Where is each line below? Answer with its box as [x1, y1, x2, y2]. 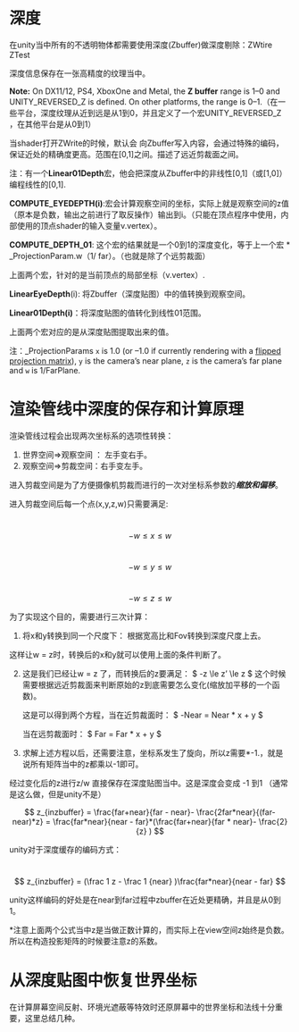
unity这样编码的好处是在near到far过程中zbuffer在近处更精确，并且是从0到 [9, 894, 281, 905]
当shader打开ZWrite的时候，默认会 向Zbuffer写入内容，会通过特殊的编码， [9, 138, 284, 148]
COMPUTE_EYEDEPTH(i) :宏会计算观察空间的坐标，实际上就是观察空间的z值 [9, 197, 290, 208]
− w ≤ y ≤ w [128, 561, 172, 572]
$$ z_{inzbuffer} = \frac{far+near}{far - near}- [23, 806, 195, 818]
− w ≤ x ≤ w [128, 530, 172, 541]
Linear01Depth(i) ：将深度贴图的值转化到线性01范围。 [9, 307, 207, 318]
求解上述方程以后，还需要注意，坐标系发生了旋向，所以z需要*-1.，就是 [21, 747, 284, 758]
